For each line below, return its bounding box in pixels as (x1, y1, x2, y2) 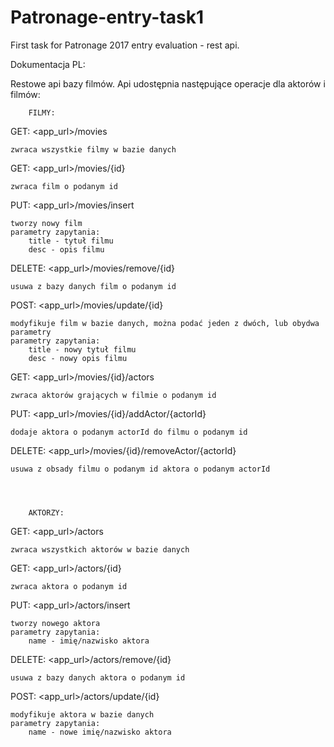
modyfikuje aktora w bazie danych (10, 709, 155, 720)
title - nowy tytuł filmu (28, 344, 137, 355)
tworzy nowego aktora (10, 618, 101, 628)
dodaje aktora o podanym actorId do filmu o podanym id (10, 427, 248, 437)
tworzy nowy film (10, 218, 83, 228)
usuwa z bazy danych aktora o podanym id (10, 672, 186, 683)
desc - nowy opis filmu (28, 353, 128, 363)
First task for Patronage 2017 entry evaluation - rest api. (10, 39, 240, 51)
